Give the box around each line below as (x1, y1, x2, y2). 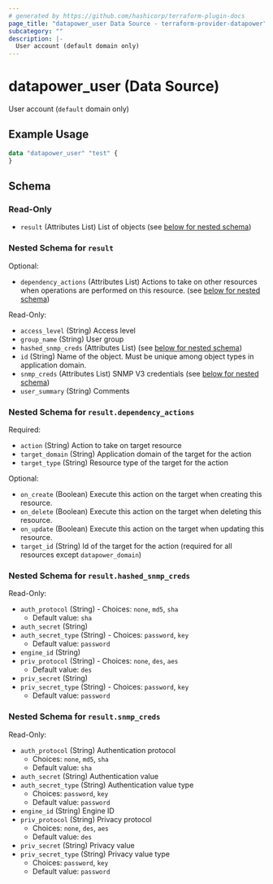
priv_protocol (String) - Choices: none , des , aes (19, 656, 179, 666)
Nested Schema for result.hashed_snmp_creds (8, 570, 191, 581)
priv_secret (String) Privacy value (19, 840, 136, 850)
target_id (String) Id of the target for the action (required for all (19, 541, 233, 551)
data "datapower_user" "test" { (8, 149, 118, 157)
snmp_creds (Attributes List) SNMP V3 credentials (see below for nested (19, 368, 259, 378)
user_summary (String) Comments (19, 385, 130, 395)
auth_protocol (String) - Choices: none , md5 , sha (19, 604, 179, 614)
